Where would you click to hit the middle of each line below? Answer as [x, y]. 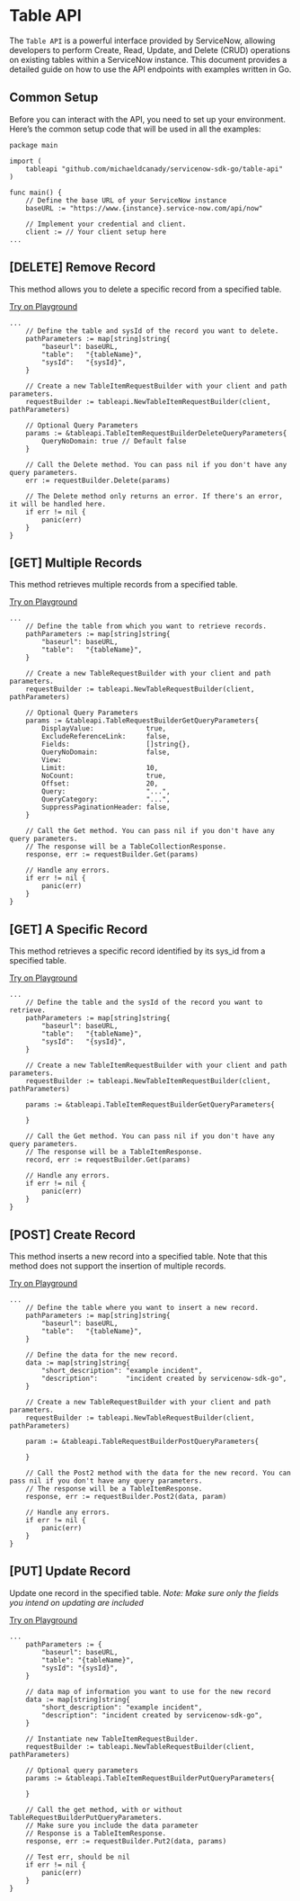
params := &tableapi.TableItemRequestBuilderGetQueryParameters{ [150, 1105]
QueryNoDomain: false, [106, 752]
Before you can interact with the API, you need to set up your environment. [147, 119]
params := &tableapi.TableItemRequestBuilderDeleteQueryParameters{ [156, 433]
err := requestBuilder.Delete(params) [98, 480]
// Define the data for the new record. [102, 1355]
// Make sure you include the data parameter [112, 1825]
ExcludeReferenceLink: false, [106, 737]
